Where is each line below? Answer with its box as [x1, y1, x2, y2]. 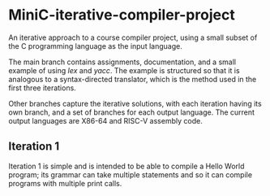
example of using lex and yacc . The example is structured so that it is [8, 65, 241, 75]
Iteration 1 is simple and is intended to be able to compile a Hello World [8, 161, 245, 171]
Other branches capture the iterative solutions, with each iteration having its [8, 98, 262, 108]
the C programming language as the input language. [8, 41, 182, 50]
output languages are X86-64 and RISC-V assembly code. [8, 115, 203, 125]
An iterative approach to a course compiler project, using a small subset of [8, 33, 258, 42]
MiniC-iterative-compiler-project [8, 6, 235, 24]
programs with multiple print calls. [8, 178, 122, 188]
